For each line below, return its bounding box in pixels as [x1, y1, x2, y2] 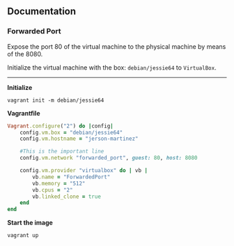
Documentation [7, 6, 77, 17]
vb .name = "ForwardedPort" [32, 174, 111, 180]
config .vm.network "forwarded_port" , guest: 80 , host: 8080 [19, 155, 198, 162]
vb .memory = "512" [32, 180, 86, 187]
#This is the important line [19, 148, 104, 155]
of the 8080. [7, 49, 43, 58]
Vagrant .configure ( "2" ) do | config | [7, 122, 114, 130]
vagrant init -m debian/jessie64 [7, 97, 104, 104]
